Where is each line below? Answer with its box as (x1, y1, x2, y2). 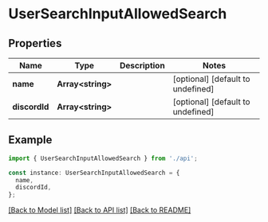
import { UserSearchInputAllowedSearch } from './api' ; (8, 154, 198, 162)
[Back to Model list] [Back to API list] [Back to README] (8, 205, 191, 215)
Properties (8, 37, 62, 50)
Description (119, 60, 165, 71)
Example (8, 133, 53, 147)
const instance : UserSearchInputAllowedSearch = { (8, 169, 180, 177)
